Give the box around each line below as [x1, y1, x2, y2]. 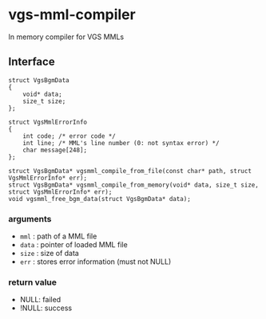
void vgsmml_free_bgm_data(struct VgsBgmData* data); [8, 195, 192, 203]
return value [8, 277, 58, 288]
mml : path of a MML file [19, 231, 97, 241]
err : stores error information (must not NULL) [19, 257, 172, 266]
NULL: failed [19, 295, 62, 305]
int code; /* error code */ [22, 132, 116, 140]
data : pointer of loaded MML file [19, 240, 128, 250]
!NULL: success [19, 303, 73, 313]
